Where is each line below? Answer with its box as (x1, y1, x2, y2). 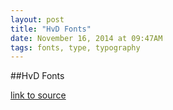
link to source (10, 89, 67, 101)
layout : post (10, 14, 65, 25)
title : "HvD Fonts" (10, 24, 92, 34)
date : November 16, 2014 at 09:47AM (10, 33, 163, 43)
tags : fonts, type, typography (10, 42, 141, 53)
